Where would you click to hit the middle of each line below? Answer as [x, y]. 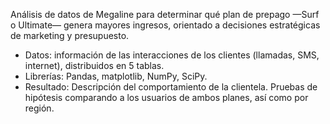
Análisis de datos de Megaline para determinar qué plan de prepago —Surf [165, 14]
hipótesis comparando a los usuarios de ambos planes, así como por [166, 97]
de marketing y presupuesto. [70, 35]
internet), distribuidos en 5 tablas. [94, 65]
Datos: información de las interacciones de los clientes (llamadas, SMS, [172, 55]
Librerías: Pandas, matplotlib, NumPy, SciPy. [116, 76]
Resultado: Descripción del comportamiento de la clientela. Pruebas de [171, 87]
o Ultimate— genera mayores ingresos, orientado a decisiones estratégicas [165, 25]
